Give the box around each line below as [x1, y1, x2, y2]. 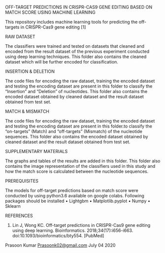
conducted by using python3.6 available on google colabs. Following [5, 193, 144, 198]
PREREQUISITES [5, 178, 38, 184]
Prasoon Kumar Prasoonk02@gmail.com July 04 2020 [5, 242, 116, 248]
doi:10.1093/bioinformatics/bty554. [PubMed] [12, 233, 104, 238]
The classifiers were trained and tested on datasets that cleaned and [5, 43, 144, 49]
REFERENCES [5, 213, 33, 219]
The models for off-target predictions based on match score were [5, 188, 139, 193]
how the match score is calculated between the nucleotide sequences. [5, 168, 149, 174]
